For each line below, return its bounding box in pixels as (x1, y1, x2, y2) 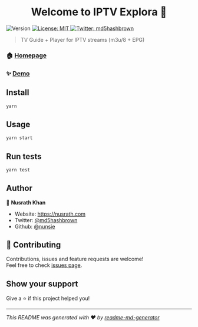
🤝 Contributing (6, 240, 61, 250)
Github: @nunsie (14, 223, 55, 230)
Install (6, 88, 29, 98)
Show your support (6, 279, 78, 289)
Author (6, 183, 32, 193)
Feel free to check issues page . (6, 262, 82, 269)
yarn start (6, 135, 33, 141)
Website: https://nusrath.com (14, 210, 86, 217)
